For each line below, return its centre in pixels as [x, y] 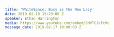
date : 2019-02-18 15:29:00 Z [34, 14]
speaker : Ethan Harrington [32, 18]
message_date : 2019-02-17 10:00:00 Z [43, 27]
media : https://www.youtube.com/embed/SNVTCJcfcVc [57, 23]
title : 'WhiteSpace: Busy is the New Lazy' [50, 9]
